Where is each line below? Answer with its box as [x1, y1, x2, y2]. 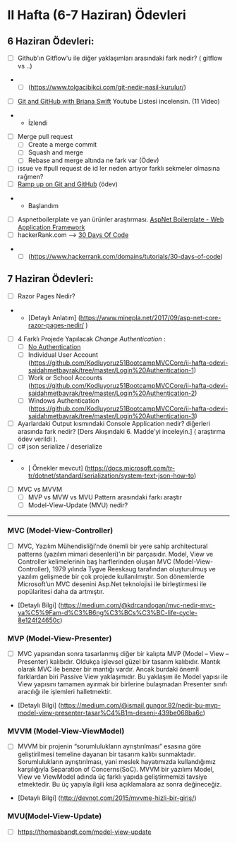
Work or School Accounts [28, 373, 103, 382]
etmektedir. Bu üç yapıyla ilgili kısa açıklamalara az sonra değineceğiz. [17, 780, 222, 789]
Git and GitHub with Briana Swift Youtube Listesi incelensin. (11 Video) [17, 97, 220, 106]
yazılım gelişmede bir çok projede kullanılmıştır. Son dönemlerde [17, 572, 205, 581]
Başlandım [28, 201, 59, 210]
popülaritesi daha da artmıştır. [17, 587, 104, 595]
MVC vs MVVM [17, 485, 62, 494]
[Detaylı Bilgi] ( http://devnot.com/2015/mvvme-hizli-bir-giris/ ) [17, 794, 197, 802]
